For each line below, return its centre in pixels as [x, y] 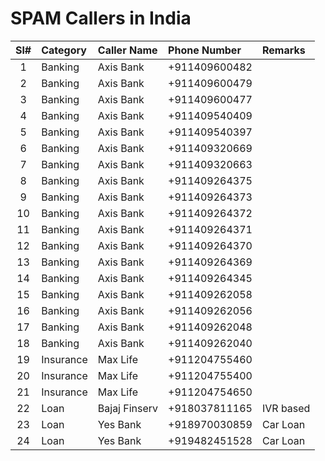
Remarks [283, 50]
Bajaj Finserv [128, 408]
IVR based [286, 408]
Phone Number [205, 50]
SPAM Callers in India [101, 18]
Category [64, 50]
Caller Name [127, 50]
